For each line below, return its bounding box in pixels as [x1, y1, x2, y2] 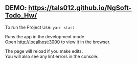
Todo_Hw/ [5, 12, 37, 20]
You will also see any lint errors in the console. [5, 53, 99, 59]
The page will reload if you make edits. [5, 48, 83, 54]
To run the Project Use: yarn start [5, 24, 75, 30]
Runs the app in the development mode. [5, 33, 86, 39]
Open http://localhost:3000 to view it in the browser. [5, 39, 111, 45]
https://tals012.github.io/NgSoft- [28, 4, 132, 12]
